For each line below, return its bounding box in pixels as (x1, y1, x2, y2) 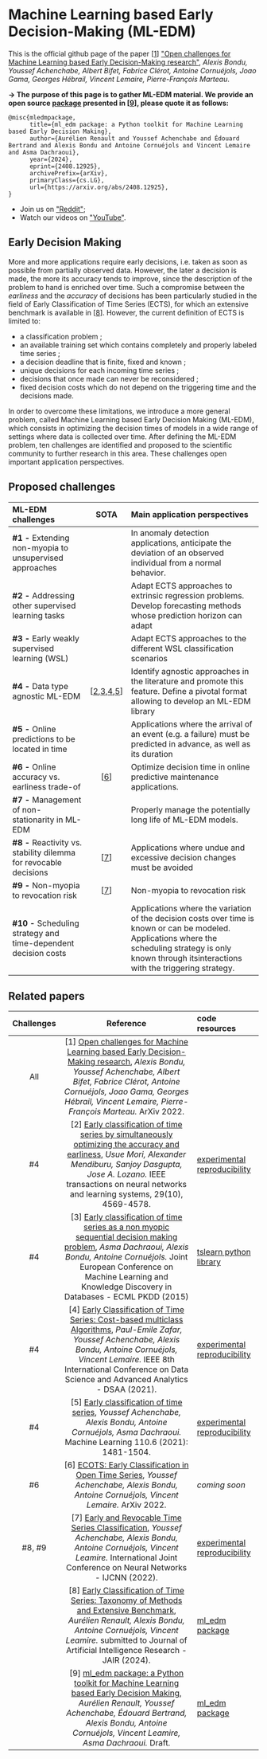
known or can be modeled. (130, 923, 230, 934)
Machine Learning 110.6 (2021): (64, 1436, 188, 1448)
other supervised (12, 600, 76, 611)
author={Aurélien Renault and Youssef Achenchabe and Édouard (29, 134, 240, 143)
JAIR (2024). (102, 1655, 151, 1666)
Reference (106, 1018, 147, 1029)
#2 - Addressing (12, 590, 75, 601)
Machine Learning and (84, 1271, 168, 1283)
